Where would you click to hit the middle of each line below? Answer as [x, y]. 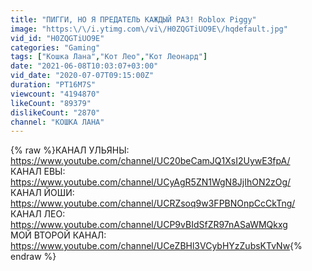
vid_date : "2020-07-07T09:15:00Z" [82, 76]
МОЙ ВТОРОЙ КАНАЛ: [58, 235]
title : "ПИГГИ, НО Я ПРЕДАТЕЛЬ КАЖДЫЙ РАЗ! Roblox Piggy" [133, 19]
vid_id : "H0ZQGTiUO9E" [57, 38]
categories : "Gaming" [55, 47]
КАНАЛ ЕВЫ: [38, 172]
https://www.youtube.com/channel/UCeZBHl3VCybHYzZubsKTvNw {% [156, 246]
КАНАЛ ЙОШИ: [42, 193]
